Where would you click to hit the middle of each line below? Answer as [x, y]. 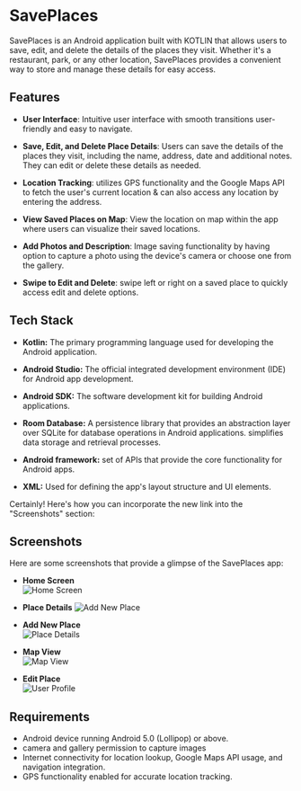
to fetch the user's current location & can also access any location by [150, 192]
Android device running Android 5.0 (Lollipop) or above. [125, 739]
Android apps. [49, 469]
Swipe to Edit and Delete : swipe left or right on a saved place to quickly [155, 282]
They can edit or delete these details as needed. [112, 165]
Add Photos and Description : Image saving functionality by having [146, 246]
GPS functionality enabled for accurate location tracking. [127, 777]
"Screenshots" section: [52, 513]
